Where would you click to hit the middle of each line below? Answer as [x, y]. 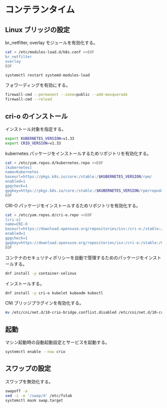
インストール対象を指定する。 [36, 129]
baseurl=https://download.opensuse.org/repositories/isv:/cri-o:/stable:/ [84, 229]
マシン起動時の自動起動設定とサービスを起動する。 [57, 343]
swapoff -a [16, 391]
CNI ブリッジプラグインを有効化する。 [44, 303]
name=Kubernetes [22, 172]
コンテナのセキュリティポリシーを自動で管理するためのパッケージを [75, 258]
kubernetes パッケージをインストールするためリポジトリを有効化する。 [78, 153]
